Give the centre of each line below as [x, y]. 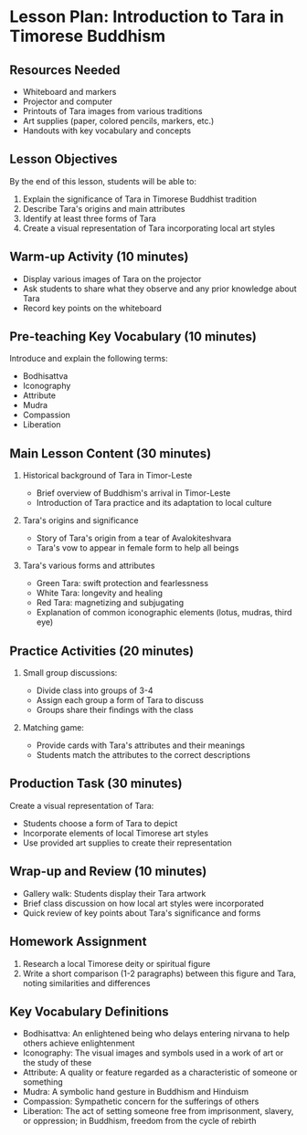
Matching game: [53, 728]
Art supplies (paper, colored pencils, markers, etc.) [118, 121]
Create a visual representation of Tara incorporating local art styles [149, 228]
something [43, 1082]
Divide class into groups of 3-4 [95, 690]
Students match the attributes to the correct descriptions [143, 755]
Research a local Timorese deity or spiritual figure [116, 963]
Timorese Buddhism [88, 36]
